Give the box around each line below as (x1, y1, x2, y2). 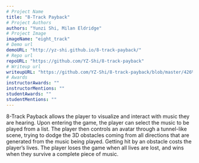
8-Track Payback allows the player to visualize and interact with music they (6, 113, 190, 120)
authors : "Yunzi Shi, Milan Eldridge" (6, 25, 102, 31)
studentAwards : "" (6, 91, 52, 97)
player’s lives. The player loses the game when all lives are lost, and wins (6, 144, 184, 151)
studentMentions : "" (6, 96, 57, 102)
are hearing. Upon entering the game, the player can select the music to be (6, 119, 190, 126)
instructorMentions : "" (6, 86, 65, 92)
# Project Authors (6, 19, 52, 25)
